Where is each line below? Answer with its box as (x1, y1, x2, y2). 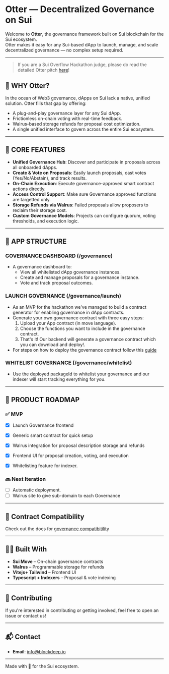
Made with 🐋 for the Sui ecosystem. (5, 663, 79, 669)
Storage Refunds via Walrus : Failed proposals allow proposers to (12, 202, 148, 208)
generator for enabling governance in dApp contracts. (12, 309, 125, 315)
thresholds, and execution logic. (12, 218, 79, 224)
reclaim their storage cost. (12, 207, 67, 213)
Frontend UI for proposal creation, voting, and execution (12, 453, 129, 459)
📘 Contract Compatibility (5, 512, 84, 521)
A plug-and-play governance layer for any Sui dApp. (12, 110, 121, 116)
